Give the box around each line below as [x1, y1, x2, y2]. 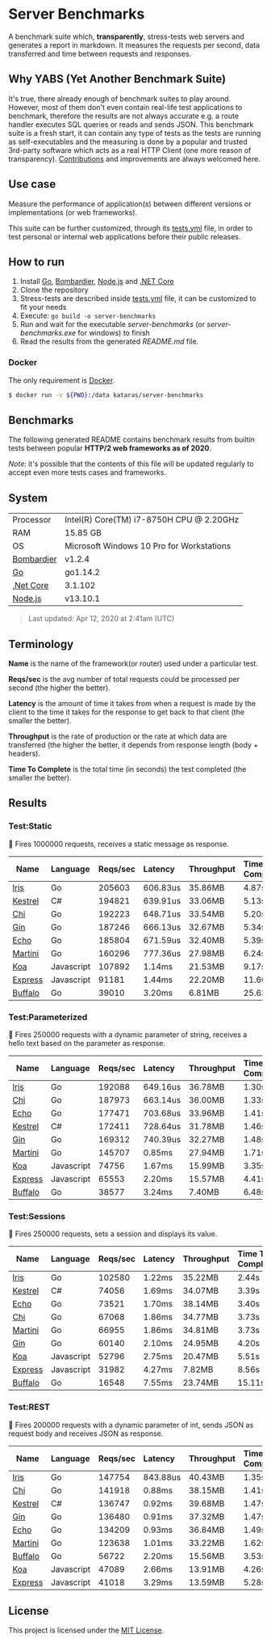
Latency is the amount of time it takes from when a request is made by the [8, 698, 256, 708]
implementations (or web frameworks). [8, 207, 138, 217]
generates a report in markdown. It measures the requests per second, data [8, 40, 261, 49]
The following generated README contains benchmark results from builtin [8, 434, 256, 445]
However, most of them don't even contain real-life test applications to [8, 102, 243, 112]
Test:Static [8, 820, 52, 832]
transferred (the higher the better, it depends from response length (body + [8, 739, 259, 749]
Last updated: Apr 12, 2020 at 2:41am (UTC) [27, 614, 175, 624]
